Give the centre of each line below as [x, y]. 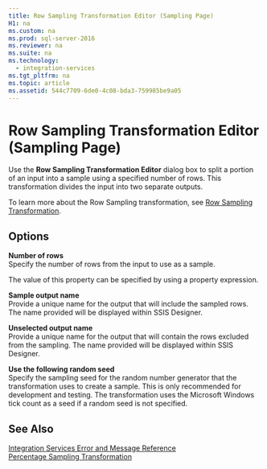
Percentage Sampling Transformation [70, 456]
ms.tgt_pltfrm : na [39, 76]
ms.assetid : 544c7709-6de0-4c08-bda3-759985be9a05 [95, 91]
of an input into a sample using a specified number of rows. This [115, 179]
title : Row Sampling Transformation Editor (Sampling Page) [111, 16]
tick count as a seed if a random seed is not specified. [98, 404]
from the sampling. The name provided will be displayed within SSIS [121, 345]
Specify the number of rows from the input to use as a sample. [112, 264]
